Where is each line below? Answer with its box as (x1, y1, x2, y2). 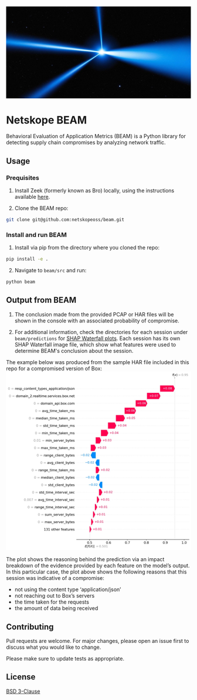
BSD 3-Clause (6, 688, 40, 695)
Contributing (6, 622, 54, 632)
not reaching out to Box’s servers (14, 592, 95, 599)
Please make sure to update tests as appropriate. (6, 655, 125, 662)
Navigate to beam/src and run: (14, 267, 87, 274)
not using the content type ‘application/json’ (14, 586, 121, 593)
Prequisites (6, 174, 39, 182)
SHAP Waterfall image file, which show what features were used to (14, 341, 176, 348)
